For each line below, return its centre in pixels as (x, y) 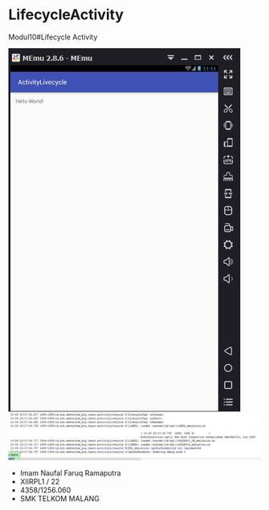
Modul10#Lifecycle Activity (53, 37)
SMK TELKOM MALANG (60, 499)
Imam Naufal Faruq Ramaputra (71, 473)
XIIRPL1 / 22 (40, 482)
